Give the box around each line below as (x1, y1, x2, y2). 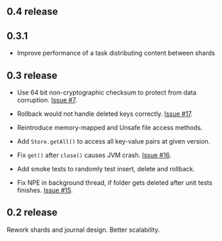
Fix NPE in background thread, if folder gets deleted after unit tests (16, 178, 213, 187)
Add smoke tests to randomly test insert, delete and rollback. (16, 165, 196, 173)
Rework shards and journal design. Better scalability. (6, 225, 160, 234)
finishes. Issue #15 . (16, 186, 73, 195)
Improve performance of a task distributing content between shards (16, 49, 216, 58)
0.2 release (6, 206, 58, 219)
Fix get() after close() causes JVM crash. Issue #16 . (16, 151, 172, 159)
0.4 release (6, 6, 58, 18)
